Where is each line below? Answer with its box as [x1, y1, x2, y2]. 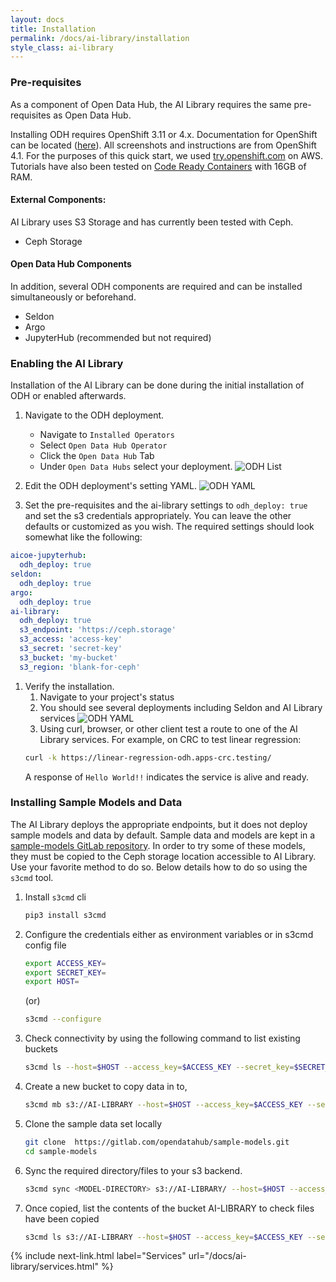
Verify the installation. [24, 680, 115, 692]
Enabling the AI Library [10, 356, 124, 370]
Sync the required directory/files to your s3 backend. [24, 1164, 243, 1176]
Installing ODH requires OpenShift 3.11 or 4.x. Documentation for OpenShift [10, 128, 318, 140]
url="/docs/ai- [188, 1250, 247, 1262]
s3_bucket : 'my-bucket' [19, 652, 118, 663]
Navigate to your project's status [39, 691, 175, 703]
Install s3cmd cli [24, 891, 87, 903]
